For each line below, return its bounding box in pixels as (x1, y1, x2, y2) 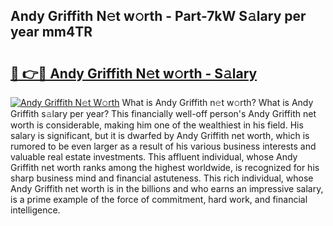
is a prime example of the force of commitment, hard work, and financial (10, 194, 308, 205)
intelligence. (10, 204, 61, 216)
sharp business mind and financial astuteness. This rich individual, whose (10, 172, 314, 184)
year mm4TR (10, 24, 93, 41)
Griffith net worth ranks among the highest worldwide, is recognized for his (10, 162, 320, 173)
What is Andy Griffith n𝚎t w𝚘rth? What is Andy (121, 97, 314, 108)
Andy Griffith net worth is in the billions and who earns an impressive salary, (10, 183, 324, 194)
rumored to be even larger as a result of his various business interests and (10, 140, 317, 152)
